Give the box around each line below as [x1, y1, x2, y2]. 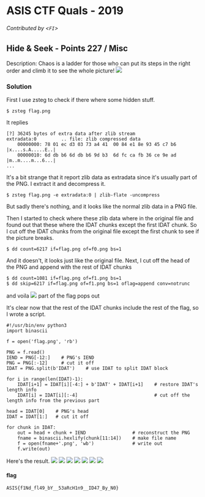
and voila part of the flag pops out [6, 292, 100, 299]
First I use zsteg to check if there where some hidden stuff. [6, 96, 155, 104]
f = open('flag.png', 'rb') [6, 339, 78, 345]
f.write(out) [17, 446, 51, 452]
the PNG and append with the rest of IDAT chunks [6, 263, 132, 271]
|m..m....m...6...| [6, 158, 56, 164]
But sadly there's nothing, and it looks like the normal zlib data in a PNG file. [6, 203, 198, 210]
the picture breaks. [6, 234, 54, 242]
